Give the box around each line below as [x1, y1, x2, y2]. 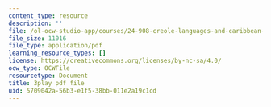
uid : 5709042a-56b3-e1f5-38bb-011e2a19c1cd [8, 86, 157, 95]
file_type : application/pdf [8, 42, 103, 50]
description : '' [8, 19, 63, 27]
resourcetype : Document [8, 72, 89, 80]
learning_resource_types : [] [8, 49, 106, 57]
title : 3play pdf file [8, 79, 85, 87]
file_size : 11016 [8, 34, 67, 43]
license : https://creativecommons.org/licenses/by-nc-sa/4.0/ [8, 57, 222, 65]
